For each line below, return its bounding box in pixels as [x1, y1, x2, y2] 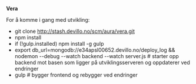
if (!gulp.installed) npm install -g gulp [14, 41, 104, 47]
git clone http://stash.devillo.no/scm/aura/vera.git [14, 28, 135, 35]
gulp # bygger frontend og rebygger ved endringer [14, 72, 138, 78]
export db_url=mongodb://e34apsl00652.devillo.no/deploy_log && [14, 46, 175, 53]
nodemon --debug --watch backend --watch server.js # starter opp [14, 53, 180, 59]
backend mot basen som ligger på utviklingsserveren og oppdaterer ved [14, 59, 190, 66]
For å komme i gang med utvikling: [6, 16, 90, 23]
